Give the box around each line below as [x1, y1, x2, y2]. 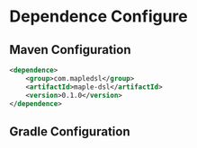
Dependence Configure [9, 6, 189, 27]
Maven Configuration [9, 42, 132, 57]
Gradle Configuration [9, 124, 130, 139]
